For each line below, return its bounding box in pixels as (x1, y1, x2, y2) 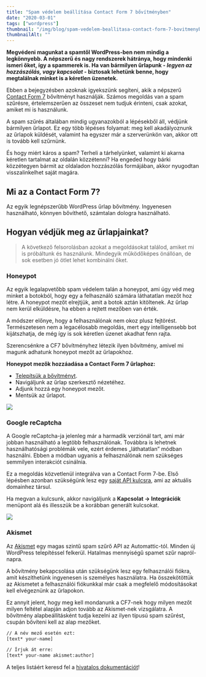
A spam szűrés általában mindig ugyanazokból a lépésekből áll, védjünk (6, 118, 188, 126)
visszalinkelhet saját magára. (6, 169, 80, 176)
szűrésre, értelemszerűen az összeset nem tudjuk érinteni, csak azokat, (6, 99, 188, 107)
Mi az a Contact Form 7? (6, 186, 101, 197)
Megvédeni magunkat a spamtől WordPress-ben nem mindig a (6, 48, 169, 56)
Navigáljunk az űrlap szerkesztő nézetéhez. (15, 379, 126, 386)
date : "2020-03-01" (6, 15, 56, 21)
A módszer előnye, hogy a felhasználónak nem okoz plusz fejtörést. (6, 317, 177, 325)
